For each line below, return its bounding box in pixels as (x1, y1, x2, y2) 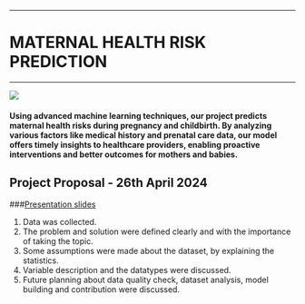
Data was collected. (22, 217, 97, 228)
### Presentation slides (9, 199, 96, 210)
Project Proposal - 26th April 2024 (9, 174, 208, 191)
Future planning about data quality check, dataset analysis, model (22, 274, 270, 286)
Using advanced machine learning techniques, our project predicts (9, 110, 268, 121)
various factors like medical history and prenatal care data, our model (9, 129, 278, 141)
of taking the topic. (22, 236, 93, 247)
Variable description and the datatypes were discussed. (22, 265, 231, 276)
